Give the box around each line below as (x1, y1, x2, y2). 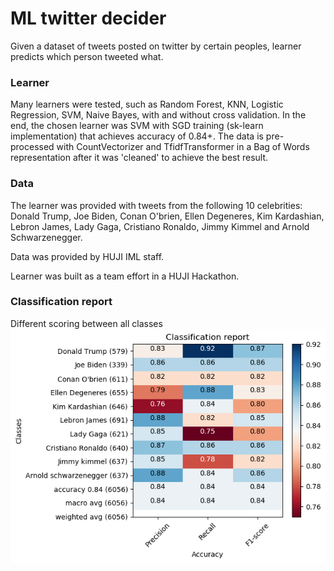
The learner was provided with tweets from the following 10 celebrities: (10, 199, 303, 211)
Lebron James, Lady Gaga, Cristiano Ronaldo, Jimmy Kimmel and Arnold (10, 220, 310, 232)
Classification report (10, 295, 113, 309)
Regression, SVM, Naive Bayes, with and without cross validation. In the (10, 109, 307, 121)
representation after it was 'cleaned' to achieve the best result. (10, 152, 269, 164)
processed (10, 141, 55, 153)
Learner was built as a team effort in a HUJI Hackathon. (10, 270, 240, 282)
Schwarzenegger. (10, 231, 83, 243)
